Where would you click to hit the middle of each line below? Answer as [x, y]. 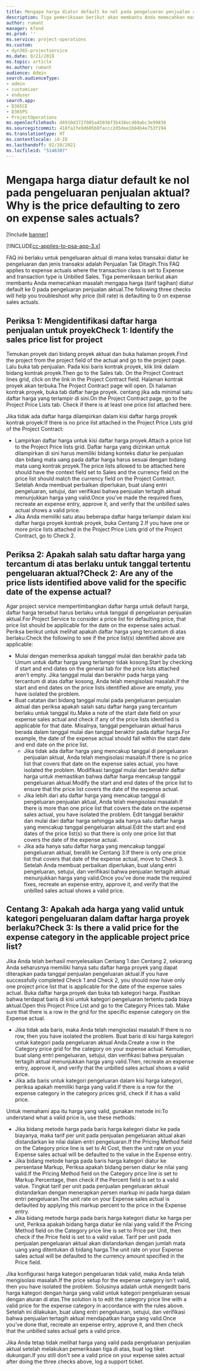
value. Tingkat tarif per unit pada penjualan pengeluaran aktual [92, 1186]
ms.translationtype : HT [36, 134]
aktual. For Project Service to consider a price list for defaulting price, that [96, 619]
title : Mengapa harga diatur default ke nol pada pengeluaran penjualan [98, 12]
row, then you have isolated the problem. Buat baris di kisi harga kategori [104, 1036]
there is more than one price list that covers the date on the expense [107, 808]
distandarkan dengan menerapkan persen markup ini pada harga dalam [102, 1192]
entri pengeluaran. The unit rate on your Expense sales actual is [92, 1198]
